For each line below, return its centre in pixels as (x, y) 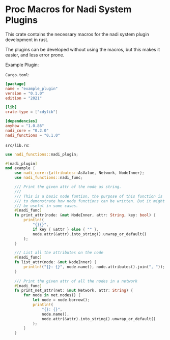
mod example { (20, 168)
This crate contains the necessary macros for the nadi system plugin (77, 34)
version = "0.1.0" (25, 93)
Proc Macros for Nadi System (68, 9)
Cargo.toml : (17, 74)
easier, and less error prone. (35, 55)
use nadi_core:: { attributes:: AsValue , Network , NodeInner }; (79, 173)
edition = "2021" (24, 98)
